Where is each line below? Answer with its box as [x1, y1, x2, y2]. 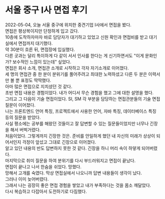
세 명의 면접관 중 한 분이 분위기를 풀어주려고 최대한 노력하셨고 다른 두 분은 [5, 71, 147, 77]
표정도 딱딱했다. [20, 77, 51, 83]
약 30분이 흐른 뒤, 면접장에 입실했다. [5, 46, 75, 52]
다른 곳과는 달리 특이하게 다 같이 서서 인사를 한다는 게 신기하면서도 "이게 [5, 52, 144, 58]
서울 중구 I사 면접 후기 [5, 4, 88, 16]
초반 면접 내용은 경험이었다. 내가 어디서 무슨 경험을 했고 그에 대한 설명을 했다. [5, 89, 154, 95]
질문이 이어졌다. [5, 102, 36, 108]
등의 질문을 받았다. [5, 114, 41, 120]
